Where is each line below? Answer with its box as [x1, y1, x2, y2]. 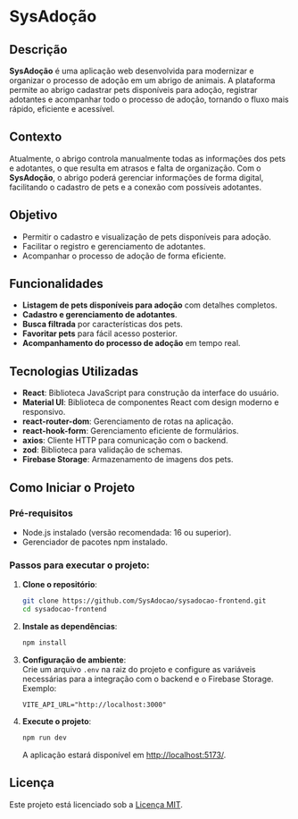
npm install [21, 637, 67, 647]
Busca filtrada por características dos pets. [21, 319, 183, 330]
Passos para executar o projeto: [9, 559, 150, 571]
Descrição [9, 42, 68, 57]
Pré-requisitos [9, 507, 73, 519]
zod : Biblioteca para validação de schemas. [21, 444, 183, 455]
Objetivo [9, 207, 58, 223]
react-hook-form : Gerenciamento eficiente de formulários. [21, 426, 239, 436]
